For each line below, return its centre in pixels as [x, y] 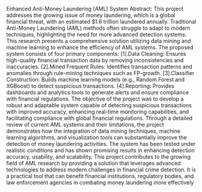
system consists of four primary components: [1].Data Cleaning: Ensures [96, 54]
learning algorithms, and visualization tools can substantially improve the [96, 137]
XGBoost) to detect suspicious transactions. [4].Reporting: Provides [90, 86]
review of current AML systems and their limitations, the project [85, 124]
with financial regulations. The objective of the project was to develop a [95, 99]
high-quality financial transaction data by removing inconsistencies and [95, 60]
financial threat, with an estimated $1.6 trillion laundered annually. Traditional [101, 22]
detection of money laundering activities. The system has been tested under [101, 144]
